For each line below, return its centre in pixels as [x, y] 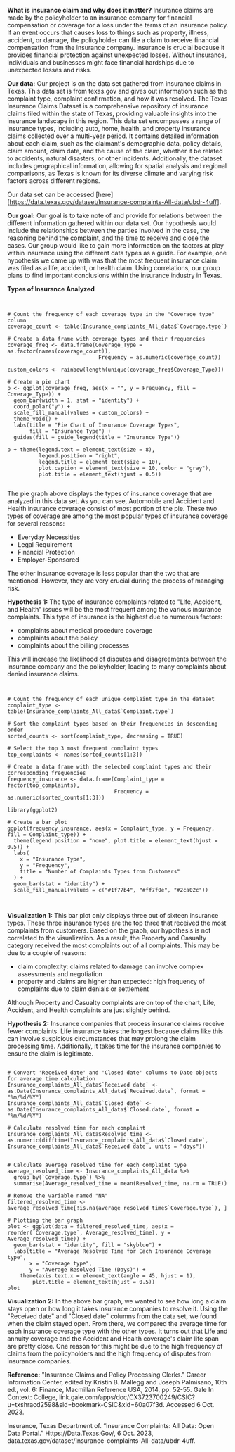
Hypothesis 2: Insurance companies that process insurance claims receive [116, 1024]
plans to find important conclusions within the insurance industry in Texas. [115, 275]
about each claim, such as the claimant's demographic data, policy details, [115, 143]
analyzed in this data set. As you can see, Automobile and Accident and [111, 501]
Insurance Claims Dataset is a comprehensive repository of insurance [108, 106]
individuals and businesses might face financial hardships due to [101, 62]
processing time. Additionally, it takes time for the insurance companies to [114, 1046]
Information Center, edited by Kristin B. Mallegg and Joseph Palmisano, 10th [117, 1382]
